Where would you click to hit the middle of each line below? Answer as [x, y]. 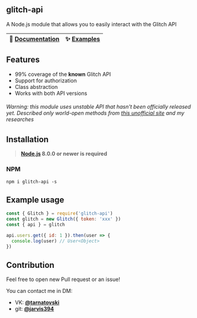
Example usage [35, 200]
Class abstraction [36, 87]
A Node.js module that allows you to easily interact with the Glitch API [91, 24]
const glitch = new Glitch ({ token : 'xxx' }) [63, 219]
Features [23, 60]
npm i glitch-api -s [32, 181]
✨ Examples [83, 39]
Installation [27, 139]
